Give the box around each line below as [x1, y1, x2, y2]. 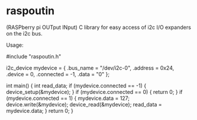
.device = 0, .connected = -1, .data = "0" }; [6, 70, 110, 77]
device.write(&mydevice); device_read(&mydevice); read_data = [6, 100, 163, 108]
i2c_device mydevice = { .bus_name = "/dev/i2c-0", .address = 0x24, [6, 64, 175, 72]
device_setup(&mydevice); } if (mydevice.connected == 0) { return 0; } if [6, 88, 183, 95]
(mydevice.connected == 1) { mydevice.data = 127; [6, 95, 130, 102]
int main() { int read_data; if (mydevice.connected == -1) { [6, 82, 147, 89]
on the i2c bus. [6, 30, 43, 37]
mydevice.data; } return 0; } [6, 107, 74, 114]
